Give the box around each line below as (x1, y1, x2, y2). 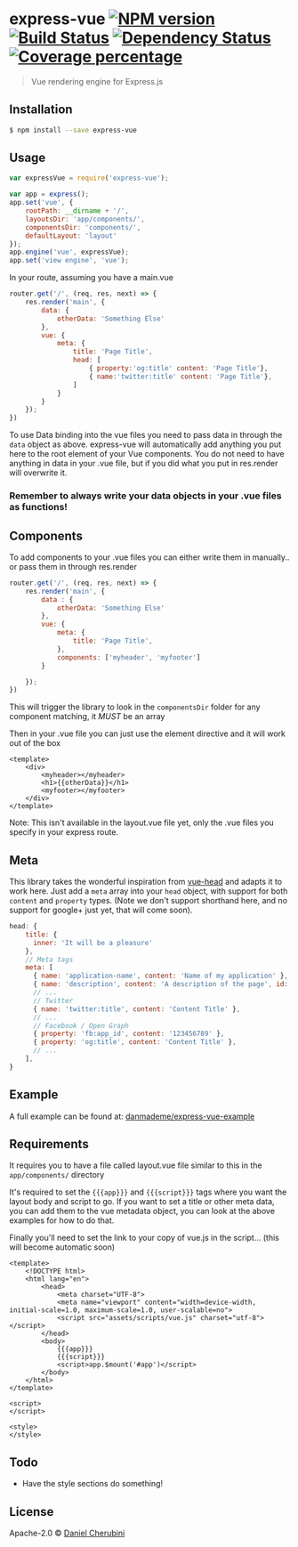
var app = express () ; (9, 190, 90, 199)
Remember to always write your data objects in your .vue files (9, 490, 282, 502)
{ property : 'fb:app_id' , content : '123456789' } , (32, 1029, 225, 1039)
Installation (9, 102, 73, 117)
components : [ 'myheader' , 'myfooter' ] (56, 652, 201, 662)
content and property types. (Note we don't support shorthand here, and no (9, 895, 287, 906)
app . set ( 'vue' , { (9, 198, 74, 207)
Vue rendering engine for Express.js (30, 76, 164, 86)
